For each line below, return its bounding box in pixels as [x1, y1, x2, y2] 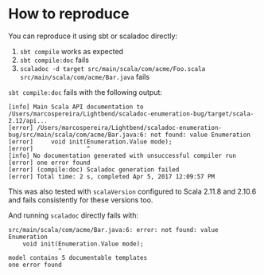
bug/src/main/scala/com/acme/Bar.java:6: [8, 131, 148, 139]
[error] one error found [8, 159, 91, 167]
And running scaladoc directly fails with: [8, 210, 139, 220]
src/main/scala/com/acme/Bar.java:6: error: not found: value [8, 226, 219, 234]
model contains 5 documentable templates [8, 253, 148, 261]
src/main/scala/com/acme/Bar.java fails [19, 72, 149, 81]
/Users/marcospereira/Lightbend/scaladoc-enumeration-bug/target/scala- [8, 109, 254, 118]
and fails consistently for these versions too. [8, 194, 153, 204]
